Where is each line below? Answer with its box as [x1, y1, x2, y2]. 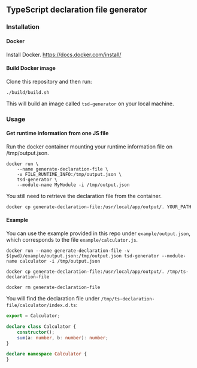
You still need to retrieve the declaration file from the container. [6, 192, 162, 199]
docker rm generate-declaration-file [6, 284, 101, 291]
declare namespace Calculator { [6, 351, 87, 357]
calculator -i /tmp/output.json [19, 258, 101, 264]
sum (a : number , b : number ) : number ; [17, 334, 109, 340]
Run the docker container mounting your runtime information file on [6, 143, 172, 150]
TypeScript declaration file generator [6, 5, 148, 15]
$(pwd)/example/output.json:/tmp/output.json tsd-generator [6, 253, 160, 259]
